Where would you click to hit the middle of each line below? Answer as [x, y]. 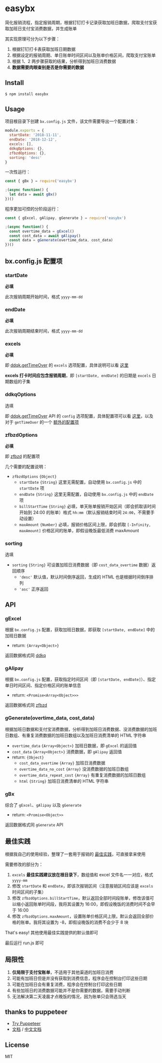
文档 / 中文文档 [27, 1029]
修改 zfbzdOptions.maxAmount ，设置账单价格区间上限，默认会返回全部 [81, 916]
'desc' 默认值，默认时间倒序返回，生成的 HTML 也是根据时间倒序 [84, 577]
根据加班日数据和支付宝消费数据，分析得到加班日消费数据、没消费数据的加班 [81, 729]
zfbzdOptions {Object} [34, 477]
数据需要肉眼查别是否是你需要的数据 [48, 67]
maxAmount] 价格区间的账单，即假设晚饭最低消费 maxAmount [79, 531]
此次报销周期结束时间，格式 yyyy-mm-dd [44, 331]
